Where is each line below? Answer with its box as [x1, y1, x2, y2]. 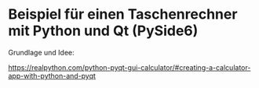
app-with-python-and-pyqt [8, 71, 97, 80]
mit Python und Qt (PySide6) [8, 22, 199, 40]
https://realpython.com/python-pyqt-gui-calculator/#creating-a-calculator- [8, 62, 251, 72]
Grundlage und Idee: [8, 48, 75, 57]
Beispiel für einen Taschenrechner [8, 5, 238, 23]
